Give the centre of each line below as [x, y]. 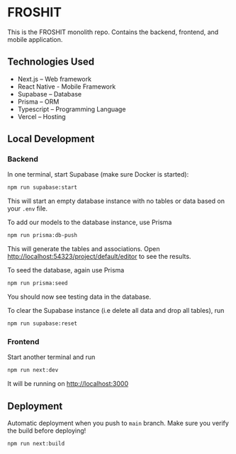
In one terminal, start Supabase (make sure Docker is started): [98, 175]
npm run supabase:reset [43, 323]
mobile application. [35, 39]
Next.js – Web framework [55, 79]
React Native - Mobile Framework [67, 87]
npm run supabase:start [43, 188]
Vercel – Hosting [41, 116]
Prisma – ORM [38, 101]
